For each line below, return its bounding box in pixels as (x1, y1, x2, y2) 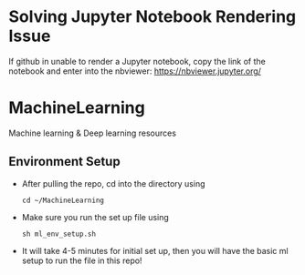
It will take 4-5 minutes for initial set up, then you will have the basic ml (21, 245, 289, 256)
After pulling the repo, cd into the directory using (21, 178, 205, 188)
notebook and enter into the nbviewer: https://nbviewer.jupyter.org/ (8, 66, 262, 76)
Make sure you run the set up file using (21, 211, 170, 222)
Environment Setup (8, 154, 121, 169)
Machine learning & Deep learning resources (8, 127, 177, 138)
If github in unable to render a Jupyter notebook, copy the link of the (8, 56, 266, 66)
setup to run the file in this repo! (21, 255, 142, 266)
